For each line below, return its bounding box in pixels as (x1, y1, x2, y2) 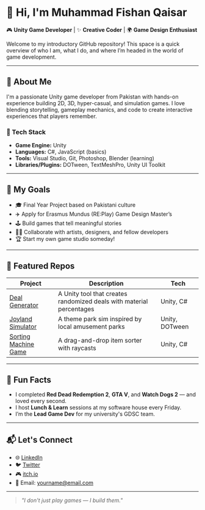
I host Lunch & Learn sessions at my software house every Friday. (15, 404, 182, 412)
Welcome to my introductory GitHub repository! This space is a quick (6, 40, 180, 48)
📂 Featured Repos (6, 261, 75, 272)
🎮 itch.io (15, 470, 38, 478)
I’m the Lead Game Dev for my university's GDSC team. (15, 410, 156, 418)
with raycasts (57, 344, 96, 352)
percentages (57, 305, 95, 313)
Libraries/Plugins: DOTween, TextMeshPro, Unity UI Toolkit (15, 161, 166, 169)
